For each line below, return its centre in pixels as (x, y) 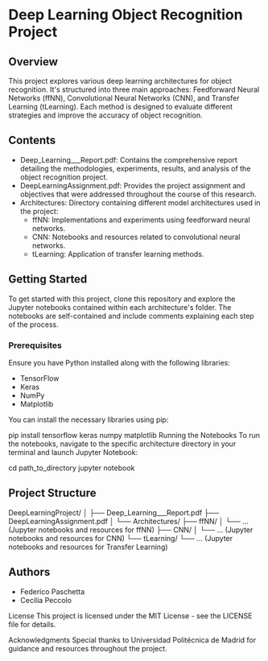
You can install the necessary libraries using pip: (89, 419)
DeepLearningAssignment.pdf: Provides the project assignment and (132, 185)
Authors (29, 572)
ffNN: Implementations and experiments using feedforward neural (141, 220)
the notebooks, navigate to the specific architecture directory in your (122, 444)
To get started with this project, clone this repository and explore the (122, 299)
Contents (32, 140)
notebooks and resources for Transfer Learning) (88, 547)
